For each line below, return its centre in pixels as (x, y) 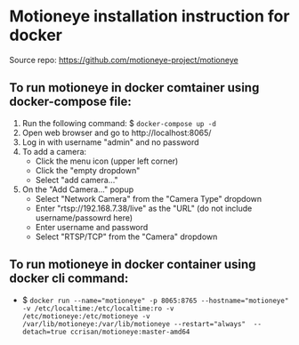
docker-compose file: (70, 102)
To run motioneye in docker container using (133, 265)
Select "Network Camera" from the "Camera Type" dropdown (149, 198)
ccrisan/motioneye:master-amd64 (130, 332)
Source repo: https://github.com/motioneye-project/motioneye (124, 60)
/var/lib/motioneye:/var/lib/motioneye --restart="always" (134, 324)
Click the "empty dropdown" (88, 170)
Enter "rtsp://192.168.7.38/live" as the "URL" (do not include (144, 208)
